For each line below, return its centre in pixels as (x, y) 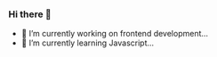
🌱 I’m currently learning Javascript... (88, 43)
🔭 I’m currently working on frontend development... (115, 34)
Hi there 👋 (30, 14)
